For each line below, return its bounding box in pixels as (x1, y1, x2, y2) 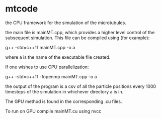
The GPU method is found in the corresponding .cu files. (5, 98, 122, 104)
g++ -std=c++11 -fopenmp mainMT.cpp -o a (5, 73, 97, 79)
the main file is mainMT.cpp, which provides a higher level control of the (5, 29, 155, 35)
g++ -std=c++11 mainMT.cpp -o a (5, 44, 75, 50)
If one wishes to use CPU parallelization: (5, 64, 89, 70)
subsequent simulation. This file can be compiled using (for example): (5, 35, 150, 41)
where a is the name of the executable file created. (5, 54, 111, 60)
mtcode (5, 3, 38, 15)
